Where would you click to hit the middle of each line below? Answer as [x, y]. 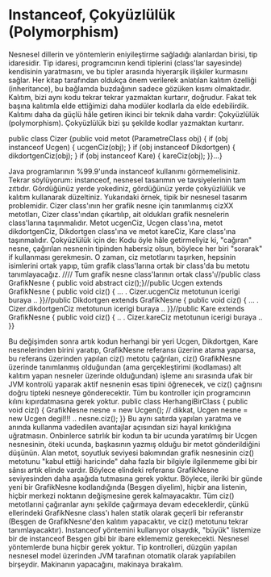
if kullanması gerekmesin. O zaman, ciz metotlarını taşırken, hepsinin [122, 257]
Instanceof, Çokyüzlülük [92, 15]
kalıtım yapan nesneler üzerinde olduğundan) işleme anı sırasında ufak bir [131, 375]
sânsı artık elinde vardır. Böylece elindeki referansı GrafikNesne [114, 470]
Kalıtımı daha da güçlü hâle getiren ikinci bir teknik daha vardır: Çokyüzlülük [134, 114]
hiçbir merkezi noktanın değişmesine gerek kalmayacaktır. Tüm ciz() [121, 495]
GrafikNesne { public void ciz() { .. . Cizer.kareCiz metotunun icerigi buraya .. [135, 317]
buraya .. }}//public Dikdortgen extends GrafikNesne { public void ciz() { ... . [134, 299]
